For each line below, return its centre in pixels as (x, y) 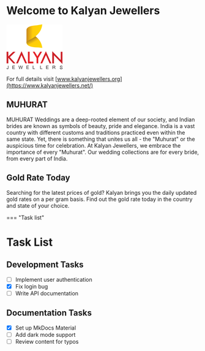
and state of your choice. (38, 205)
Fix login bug (32, 286)
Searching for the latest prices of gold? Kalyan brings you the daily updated (102, 192)
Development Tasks (45, 265)
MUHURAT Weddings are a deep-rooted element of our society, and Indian (101, 119)
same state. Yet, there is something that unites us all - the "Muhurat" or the (101, 139)
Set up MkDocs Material (46, 328)
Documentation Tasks (49, 313)
